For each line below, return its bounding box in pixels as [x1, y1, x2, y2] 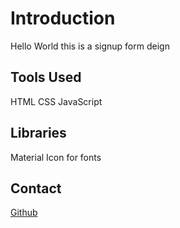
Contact [10, 180, 62, 197]
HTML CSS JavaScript [10, 95, 103, 107]
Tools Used [10, 69, 82, 86]
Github [10, 207, 38, 219]
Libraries [10, 125, 67, 142]
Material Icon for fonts [10, 151, 102, 163]
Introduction [10, 7, 116, 30]
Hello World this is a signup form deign [10, 40, 170, 52]
